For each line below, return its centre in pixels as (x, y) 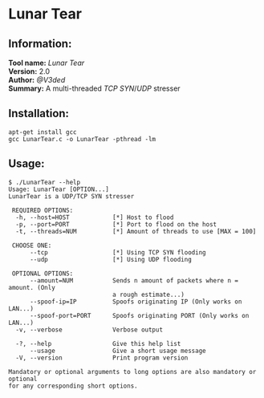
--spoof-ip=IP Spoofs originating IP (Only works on (136, 302)
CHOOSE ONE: (32, 246)
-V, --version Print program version (102, 358)
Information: (40, 44)
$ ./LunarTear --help (45, 182)
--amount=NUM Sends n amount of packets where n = (134, 280)
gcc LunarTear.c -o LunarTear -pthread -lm (82, 139)
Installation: (39, 114)
